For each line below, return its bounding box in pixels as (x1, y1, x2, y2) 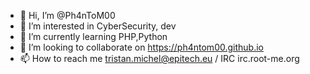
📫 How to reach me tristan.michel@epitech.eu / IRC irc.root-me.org (19, 53, 300, 64)
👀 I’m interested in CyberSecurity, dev (19, 20, 177, 32)
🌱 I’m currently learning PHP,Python (19, 31, 168, 42)
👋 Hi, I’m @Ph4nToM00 (19, 10, 116, 21)
